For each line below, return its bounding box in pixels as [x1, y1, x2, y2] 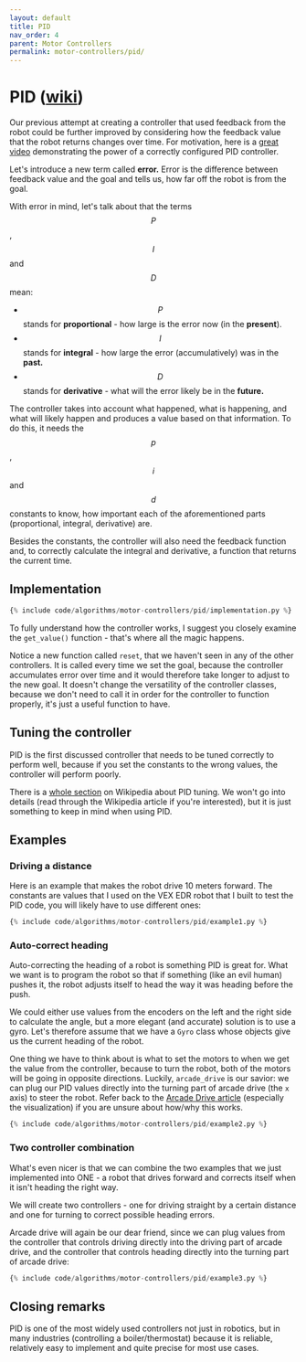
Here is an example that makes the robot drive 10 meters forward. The [9, 880, 273, 891]
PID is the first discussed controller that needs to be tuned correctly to [9, 749, 274, 760]
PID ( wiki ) [9, 87, 84, 108]
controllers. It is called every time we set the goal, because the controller [9, 659, 284, 670]
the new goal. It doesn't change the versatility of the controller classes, [9, 678, 277, 690]
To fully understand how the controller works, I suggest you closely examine [9, 622, 297, 633]
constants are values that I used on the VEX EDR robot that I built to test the [9, 890, 294, 901]
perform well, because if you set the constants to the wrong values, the [9, 759, 279, 770]
